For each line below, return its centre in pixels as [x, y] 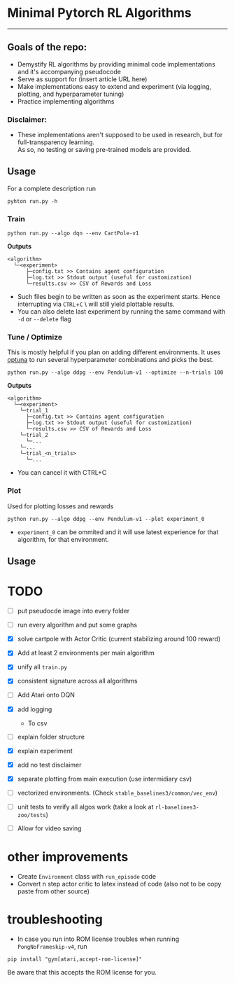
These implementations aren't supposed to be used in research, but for [120, 135]
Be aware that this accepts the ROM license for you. [82, 972]
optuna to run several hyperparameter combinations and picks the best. [111, 360]
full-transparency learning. [56, 142]
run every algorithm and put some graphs [77, 625]
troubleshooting [55, 920]
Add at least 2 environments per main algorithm [86, 653]
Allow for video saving [49, 828]
